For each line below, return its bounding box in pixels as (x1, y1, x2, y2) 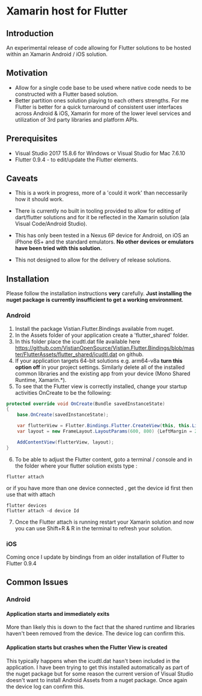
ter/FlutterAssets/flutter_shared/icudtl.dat (14, 351, 118, 358)
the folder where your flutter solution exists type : (14, 462, 138, 469)
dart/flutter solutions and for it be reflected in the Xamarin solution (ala (14, 214, 190, 221)
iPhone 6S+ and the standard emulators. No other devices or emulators (14, 238, 194, 245)
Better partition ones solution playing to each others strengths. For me (14, 96, 189, 104)
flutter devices (6, 502, 47, 509)
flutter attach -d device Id (6, 507, 79, 513)
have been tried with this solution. (14, 245, 102, 252)
